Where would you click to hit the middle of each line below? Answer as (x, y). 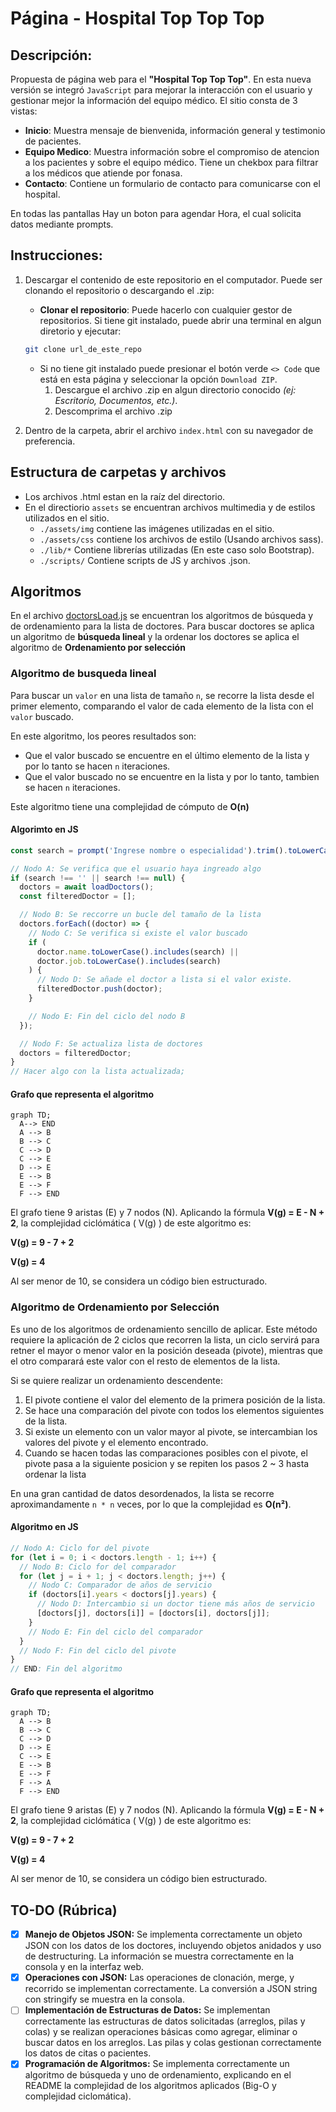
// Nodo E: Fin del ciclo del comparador (115, 1632)
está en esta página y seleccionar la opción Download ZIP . (158, 379)
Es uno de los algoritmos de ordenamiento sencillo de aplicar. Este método (164, 1329)
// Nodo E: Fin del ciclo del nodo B (107, 1016)
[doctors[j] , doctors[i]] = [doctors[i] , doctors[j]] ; (153, 1613)
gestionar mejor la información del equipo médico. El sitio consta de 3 (154, 100)
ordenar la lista (55, 1474)
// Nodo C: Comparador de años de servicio (120, 1585)
